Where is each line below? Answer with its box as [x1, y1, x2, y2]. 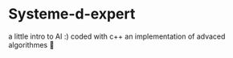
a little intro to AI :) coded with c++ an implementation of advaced [8, 31, 226, 41]
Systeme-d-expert [8, 5, 136, 23]
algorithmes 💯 [8, 39, 55, 49]
